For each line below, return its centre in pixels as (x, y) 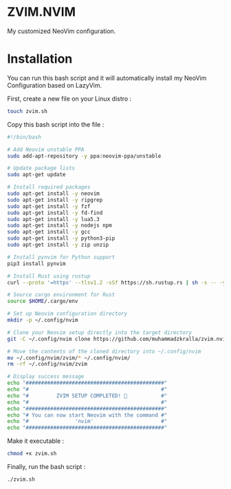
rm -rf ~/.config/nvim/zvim (47, 364)
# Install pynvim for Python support (61, 257)
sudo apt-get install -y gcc (49, 232)
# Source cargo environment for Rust (61, 295)
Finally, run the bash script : (46, 467)
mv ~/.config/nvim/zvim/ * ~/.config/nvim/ (69, 358)
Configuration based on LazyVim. (54, 85)
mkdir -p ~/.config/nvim (43, 320)
